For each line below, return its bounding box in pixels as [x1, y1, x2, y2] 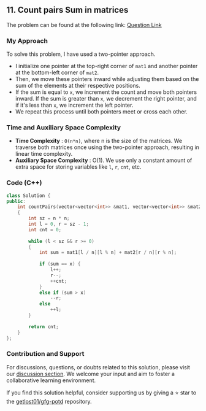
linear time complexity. [15, 150, 73, 158]
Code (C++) [6, 179, 42, 187]
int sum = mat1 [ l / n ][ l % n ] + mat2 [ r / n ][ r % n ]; [39, 250, 177, 256]
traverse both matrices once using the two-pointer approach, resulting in [15, 144, 199, 151]
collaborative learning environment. [6, 377, 96, 384]
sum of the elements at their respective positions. [15, 82, 141, 90]
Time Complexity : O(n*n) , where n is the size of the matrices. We [15, 137, 183, 145]
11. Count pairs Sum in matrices [6, 5, 129, 15]
